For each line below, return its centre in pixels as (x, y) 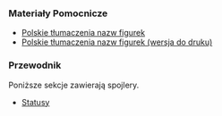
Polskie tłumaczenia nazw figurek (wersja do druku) (117, 42)
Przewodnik (35, 65)
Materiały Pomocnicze (58, 13)
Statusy (35, 102)
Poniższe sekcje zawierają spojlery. (74, 85)
